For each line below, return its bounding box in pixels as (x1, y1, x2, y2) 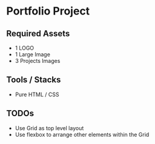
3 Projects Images (15, 57, 61, 64)
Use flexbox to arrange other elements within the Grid (15, 131, 150, 138)
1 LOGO (15, 44, 35, 51)
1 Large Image (15, 51, 50, 58)
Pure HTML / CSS (15, 91, 59, 98)
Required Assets (6, 28, 70, 39)
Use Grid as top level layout (15, 124, 84, 131)
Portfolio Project (6, 4, 90, 18)
